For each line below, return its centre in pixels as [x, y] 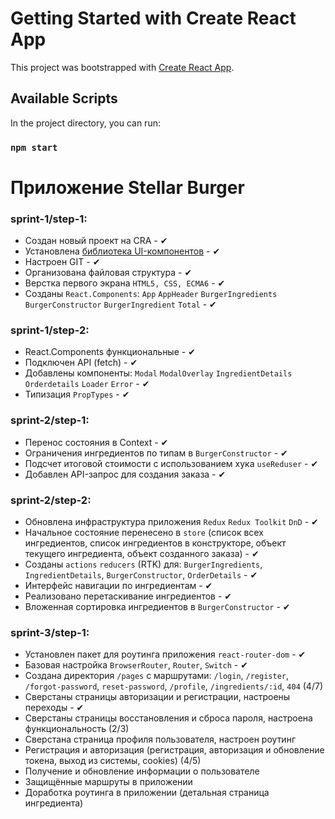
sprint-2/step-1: [50, 420]
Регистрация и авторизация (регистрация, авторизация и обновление [174, 750]
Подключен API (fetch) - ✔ [81, 363]
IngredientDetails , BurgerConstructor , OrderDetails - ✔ [141, 575]
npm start [34, 147]
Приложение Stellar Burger [127, 187]
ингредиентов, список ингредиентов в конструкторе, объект [155, 543]
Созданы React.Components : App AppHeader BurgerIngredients [151, 294]
